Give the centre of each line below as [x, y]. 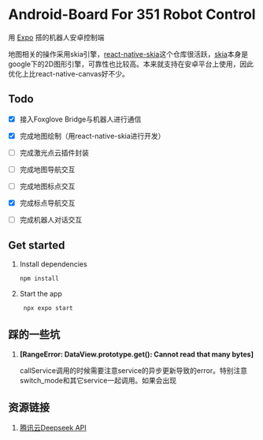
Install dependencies [54, 264]
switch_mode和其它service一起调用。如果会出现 [98, 380]
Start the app [41, 293]
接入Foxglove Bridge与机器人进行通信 [80, 119]
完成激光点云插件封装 [54, 152]
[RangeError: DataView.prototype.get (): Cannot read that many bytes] [137, 354]
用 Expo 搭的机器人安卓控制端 [56, 37]
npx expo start [48, 308]
